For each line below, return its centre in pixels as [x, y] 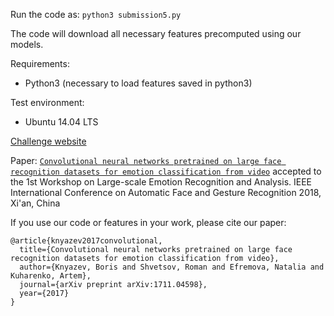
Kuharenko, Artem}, [51, 276]
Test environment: [47, 102]
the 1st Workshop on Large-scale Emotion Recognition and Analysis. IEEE [161, 182]
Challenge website [48, 141]
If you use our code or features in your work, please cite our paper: [148, 222]
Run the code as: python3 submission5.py [96, 14]
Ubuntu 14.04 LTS [61, 122]
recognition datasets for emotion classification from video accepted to [166, 171]
